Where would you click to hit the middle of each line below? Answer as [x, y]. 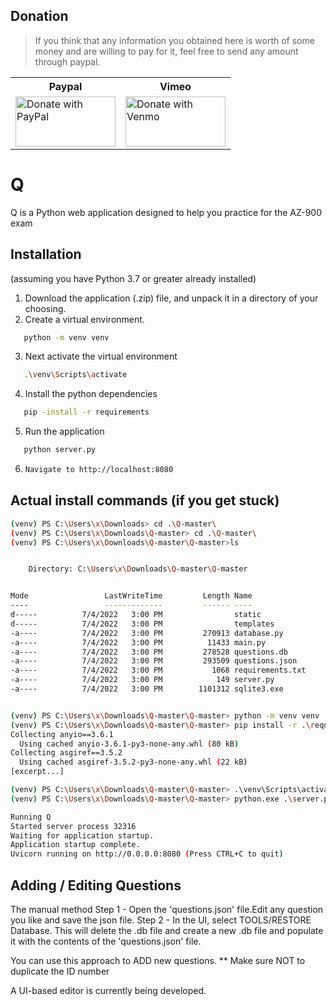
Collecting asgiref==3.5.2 [66, 753]
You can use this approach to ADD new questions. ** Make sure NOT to [158, 960]
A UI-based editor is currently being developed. [108, 990]
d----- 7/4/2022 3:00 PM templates [142, 624]
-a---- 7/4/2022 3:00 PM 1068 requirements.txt [158, 670]
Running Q [31, 817]
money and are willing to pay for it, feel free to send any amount [166, 51]
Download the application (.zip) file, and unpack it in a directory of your [171, 298]
